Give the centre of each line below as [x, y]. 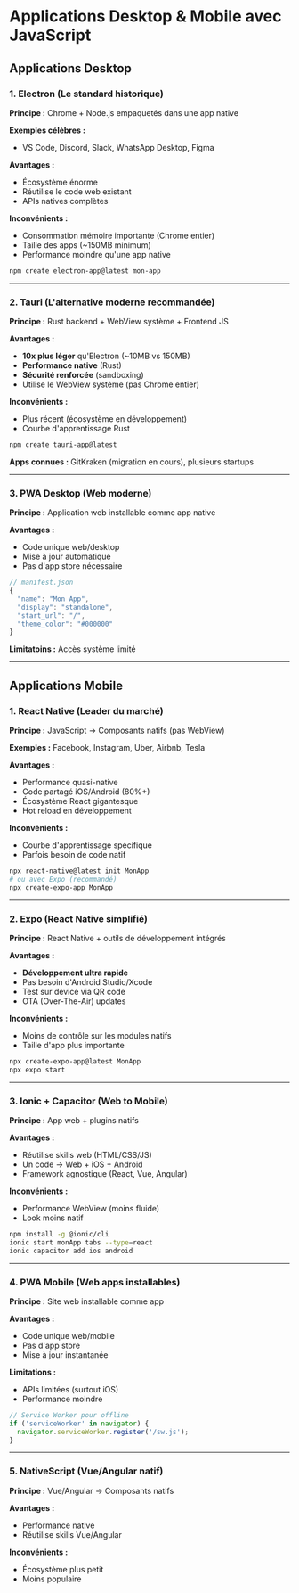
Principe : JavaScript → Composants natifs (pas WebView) [117, 731]
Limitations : [32, 1372]
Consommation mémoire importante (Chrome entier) [118, 235]
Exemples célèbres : [48, 130]
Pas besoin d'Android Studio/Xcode [87, 981]
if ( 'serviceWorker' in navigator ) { [79, 1424]
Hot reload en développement [77, 811]
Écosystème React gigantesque [80, 801]
